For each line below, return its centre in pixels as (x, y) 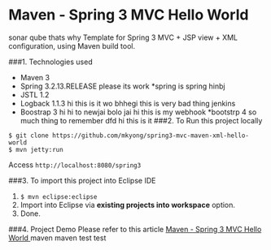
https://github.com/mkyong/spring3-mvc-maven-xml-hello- (151, 136)
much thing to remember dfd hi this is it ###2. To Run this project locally (141, 120)
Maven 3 (35, 77)
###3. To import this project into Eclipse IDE (82, 180)
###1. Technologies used (50, 62)
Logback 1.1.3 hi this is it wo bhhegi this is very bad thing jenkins (128, 103)
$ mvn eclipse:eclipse (59, 196)
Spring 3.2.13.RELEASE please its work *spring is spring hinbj (122, 86)
